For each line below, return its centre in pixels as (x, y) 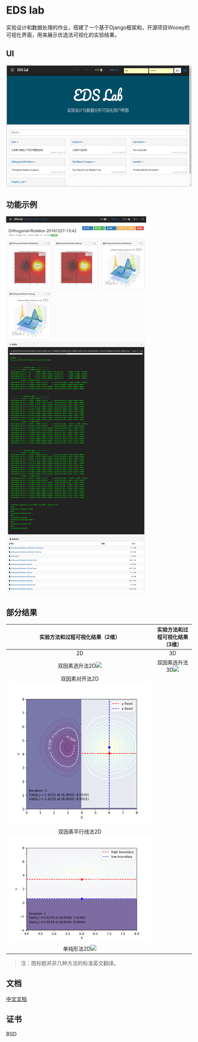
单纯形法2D (77, 949)
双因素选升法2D (77, 666)
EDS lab (25, 10)
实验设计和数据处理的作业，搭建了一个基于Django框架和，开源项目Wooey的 (98, 27)
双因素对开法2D (80, 679)
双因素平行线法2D (80, 832)
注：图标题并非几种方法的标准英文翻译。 (70, 963)
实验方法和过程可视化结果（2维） (80, 637)
